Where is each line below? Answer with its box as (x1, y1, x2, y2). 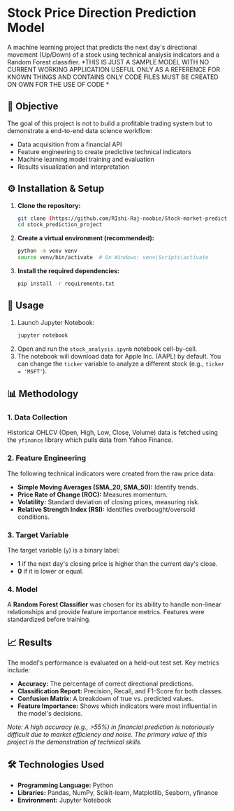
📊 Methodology (7, 388, 79, 400)
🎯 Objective (7, 100, 59, 113)
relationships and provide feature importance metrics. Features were (7, 608, 205, 616)
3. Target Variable (7, 530, 69, 540)
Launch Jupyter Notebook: (17, 318, 95, 326)
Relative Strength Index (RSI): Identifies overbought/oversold (17, 505, 196, 513)
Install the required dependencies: (17, 267, 120, 275)
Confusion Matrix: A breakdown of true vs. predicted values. (17, 695, 194, 703)
